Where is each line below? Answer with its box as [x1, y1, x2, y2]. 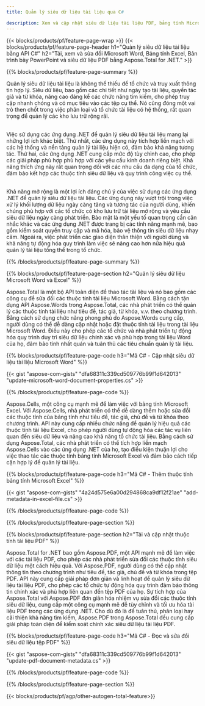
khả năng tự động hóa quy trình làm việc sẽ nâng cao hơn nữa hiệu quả [6, 239, 185, 247]
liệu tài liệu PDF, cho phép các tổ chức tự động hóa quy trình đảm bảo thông [6, 581, 198, 589]
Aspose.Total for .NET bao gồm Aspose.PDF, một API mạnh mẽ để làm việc [6, 549, 195, 556]
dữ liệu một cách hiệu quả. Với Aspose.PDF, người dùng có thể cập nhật [6, 562, 187, 569]
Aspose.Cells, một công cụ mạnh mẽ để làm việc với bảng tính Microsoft [6, 400, 189, 408]
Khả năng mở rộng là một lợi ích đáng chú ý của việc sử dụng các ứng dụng [6, 187, 196, 195]
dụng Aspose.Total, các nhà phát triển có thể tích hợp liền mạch [6, 439, 167, 446]
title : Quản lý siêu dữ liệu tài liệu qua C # [6, 9, 124, 15]
